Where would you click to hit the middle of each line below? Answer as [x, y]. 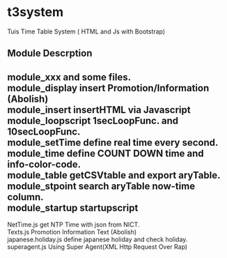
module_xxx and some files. [69, 77]
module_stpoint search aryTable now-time [101, 186]
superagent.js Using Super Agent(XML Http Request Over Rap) [97, 247]
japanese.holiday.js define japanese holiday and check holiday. [97, 240]
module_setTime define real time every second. [113, 143]
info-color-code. [44, 164]
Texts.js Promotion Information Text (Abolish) [72, 232]
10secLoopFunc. [44, 131]
